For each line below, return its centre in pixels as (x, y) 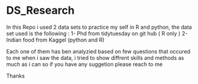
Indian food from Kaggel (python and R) (55, 40)
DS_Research (41, 10)
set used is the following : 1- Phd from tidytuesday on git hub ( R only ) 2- (97, 33)
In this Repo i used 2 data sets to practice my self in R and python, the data (99, 27)
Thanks (16, 76)
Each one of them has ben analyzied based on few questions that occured (98, 51)
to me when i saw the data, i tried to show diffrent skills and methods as (95, 58)
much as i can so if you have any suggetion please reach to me (85, 64)
